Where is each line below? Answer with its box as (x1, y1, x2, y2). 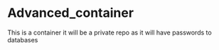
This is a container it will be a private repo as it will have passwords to (7, 28, 212, 37)
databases (7, 35, 38, 44)
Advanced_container (7, 5, 134, 21)
